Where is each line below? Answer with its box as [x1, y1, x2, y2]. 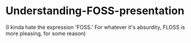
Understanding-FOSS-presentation [5, 4, 184, 18]
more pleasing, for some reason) [5, 29, 86, 37]
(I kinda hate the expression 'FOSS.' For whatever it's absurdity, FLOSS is [5, 24, 186, 31]
